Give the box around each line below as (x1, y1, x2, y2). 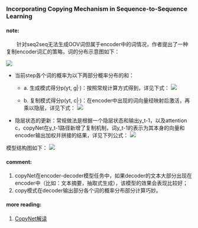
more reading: (6, 201, 42, 208)
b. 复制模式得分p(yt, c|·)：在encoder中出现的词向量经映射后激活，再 (23, 97, 190, 104)
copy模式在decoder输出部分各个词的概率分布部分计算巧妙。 (14, 187, 161, 194)
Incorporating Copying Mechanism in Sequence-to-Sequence (6, 5, 188, 13)
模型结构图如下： (6, 144, 48, 152)
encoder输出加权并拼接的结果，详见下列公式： (14, 132, 129, 139)
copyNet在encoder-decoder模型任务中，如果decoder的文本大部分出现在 (14, 172, 192, 179)
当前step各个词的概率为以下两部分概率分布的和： (14, 72, 135, 79)
